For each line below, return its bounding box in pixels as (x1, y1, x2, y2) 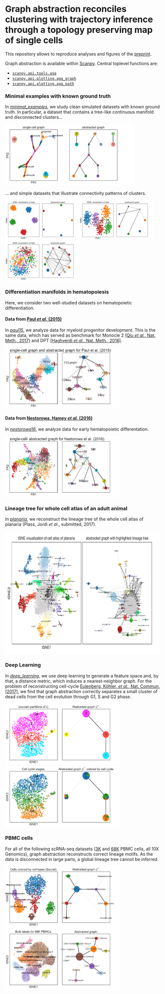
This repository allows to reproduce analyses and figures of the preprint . (5, 51, 152, 57)
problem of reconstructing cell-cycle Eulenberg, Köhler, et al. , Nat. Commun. (5, 683, 160, 689)
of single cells (5, 35, 63, 46)
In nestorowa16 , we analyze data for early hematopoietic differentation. (5, 426, 149, 432)
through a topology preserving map (5, 25, 153, 35)
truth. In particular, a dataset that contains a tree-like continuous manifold (5, 109, 154, 115)
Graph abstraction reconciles (5, 3, 127, 15)
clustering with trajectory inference (5, 14, 153, 25)
